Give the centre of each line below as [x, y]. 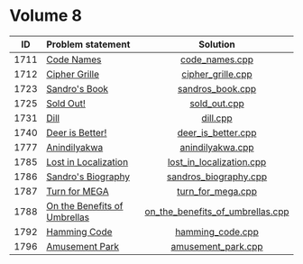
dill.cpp [217, 118]
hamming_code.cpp [217, 232]
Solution [217, 44]
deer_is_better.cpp [217, 132]
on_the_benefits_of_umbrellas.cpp [217, 211]
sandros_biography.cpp [217, 177]
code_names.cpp [217, 59]
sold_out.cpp [217, 103]
